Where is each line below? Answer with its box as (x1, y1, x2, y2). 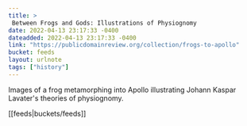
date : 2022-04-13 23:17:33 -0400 (8, 26, 119, 34)
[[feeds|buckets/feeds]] (8, 109, 87, 118)
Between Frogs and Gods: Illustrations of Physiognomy (11, 19, 197, 27)
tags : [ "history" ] (8, 63, 69, 71)
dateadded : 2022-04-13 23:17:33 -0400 (8, 33, 137, 42)
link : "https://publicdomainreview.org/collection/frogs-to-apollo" (8, 41, 240, 49)
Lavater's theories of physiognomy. (8, 93, 125, 103)
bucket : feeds (8, 48, 56, 56)
